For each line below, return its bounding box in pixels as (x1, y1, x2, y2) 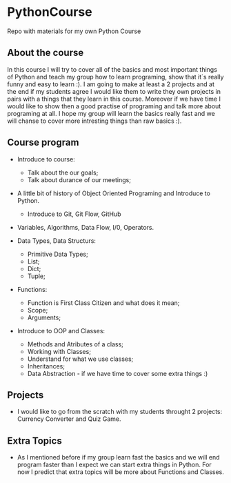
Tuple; (27, 272, 46, 280)
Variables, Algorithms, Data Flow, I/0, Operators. (17, 223, 154, 231)
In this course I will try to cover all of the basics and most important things (7, 65, 217, 73)
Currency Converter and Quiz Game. (17, 415, 121, 423)
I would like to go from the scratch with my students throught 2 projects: (17, 408, 223, 416)
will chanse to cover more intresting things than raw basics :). (7, 117, 182, 125)
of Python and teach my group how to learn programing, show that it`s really (7, 72, 224, 81)
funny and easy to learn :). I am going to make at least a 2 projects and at (7, 80, 215, 88)
